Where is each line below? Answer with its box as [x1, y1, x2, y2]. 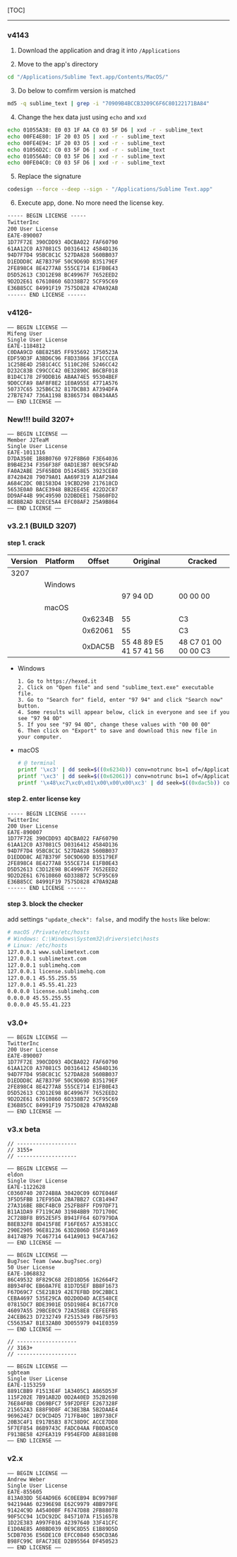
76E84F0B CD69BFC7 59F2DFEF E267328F [7, 1400, 119, 1407]
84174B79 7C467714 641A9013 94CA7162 [7, 1233, 119, 1240]
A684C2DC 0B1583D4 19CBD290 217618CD [7, 480, 119, 487]
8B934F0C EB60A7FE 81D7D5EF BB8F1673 [7, 1283, 119, 1290]
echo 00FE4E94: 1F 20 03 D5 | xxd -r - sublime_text [7, 139, 166, 147]
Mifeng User [7, 330, 42, 337]
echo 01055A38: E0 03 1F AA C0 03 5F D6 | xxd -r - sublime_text [7, 127, 203, 134]
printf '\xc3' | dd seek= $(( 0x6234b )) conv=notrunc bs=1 [17, 766, 189, 773]
